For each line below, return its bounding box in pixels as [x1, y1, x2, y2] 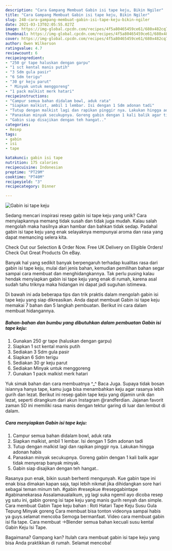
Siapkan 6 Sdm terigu [12, 354, 58, 360]
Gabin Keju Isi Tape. [5, 524, 48, 530]
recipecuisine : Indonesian [5, 165, 63, 170]
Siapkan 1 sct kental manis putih [12, 344, 80, 350]
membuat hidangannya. [5, 308, 55, 314]
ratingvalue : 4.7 [5, 46, 42, 51]
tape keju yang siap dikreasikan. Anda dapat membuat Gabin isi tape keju [5, 297, 160, 303]
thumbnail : [5, 31, 29, 36]
